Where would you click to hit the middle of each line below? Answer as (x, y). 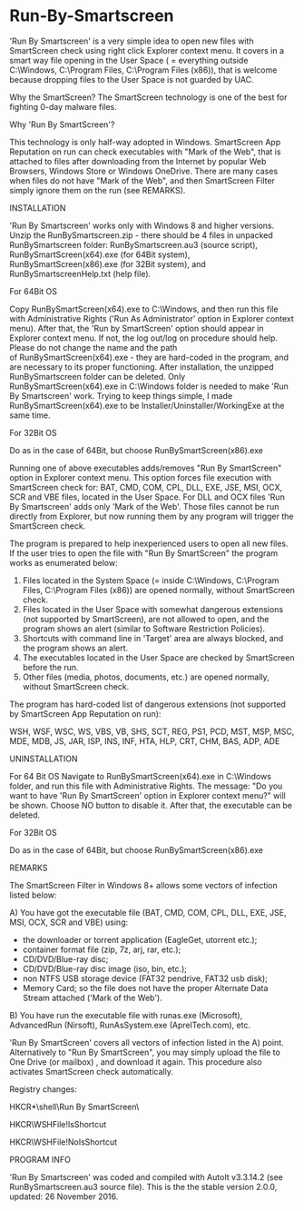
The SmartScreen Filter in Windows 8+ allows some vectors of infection (144, 885)
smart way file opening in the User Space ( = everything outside (129, 60)
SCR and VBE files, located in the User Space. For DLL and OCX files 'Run (147, 497)
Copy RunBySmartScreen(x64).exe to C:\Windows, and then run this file (144, 309)
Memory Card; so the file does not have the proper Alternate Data (145, 988)
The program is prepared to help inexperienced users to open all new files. (149, 543)
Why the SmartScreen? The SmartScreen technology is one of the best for (148, 97)
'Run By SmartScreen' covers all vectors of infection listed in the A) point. (147, 1042)
